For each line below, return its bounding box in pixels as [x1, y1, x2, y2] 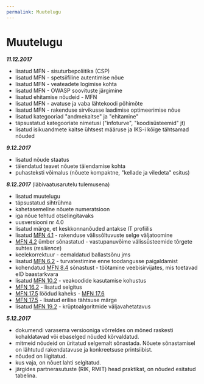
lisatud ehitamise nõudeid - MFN [15, 93, 97, 101]
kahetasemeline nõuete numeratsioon [15, 205, 110, 212]
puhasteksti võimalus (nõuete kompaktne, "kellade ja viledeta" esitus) [15, 168, 190, 176]
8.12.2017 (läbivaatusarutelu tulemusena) [6, 181, 110, 188]
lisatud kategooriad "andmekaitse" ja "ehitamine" [15, 112, 139, 120]
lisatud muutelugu [15, 192, 61, 200]
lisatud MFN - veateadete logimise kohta [15, 80, 118, 87]
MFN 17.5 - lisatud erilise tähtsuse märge [15, 296, 118, 303]
